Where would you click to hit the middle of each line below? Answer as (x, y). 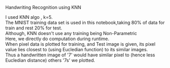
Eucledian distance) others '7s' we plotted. (50, 60)
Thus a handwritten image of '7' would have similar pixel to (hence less (80, 55)
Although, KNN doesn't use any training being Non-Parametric (71, 33)
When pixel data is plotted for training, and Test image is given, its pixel (80, 44)
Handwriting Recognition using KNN (43, 7)
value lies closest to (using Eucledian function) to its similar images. (77, 49)
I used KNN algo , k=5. (29, 17)
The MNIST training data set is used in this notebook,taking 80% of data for (85, 23)
